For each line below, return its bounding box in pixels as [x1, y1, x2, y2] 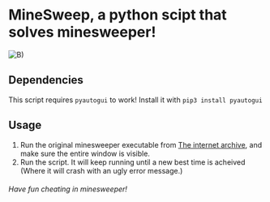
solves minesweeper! [8, 23, 156, 41]
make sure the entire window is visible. [19, 148, 150, 158]
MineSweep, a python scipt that [8, 6, 227, 24]
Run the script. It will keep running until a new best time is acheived [19, 157, 246, 167]
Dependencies [8, 73, 84, 87]
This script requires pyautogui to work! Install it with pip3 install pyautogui [8, 95, 263, 105]
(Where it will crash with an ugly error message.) [19, 165, 183, 175]
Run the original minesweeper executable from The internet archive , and [19, 140, 262, 149]
